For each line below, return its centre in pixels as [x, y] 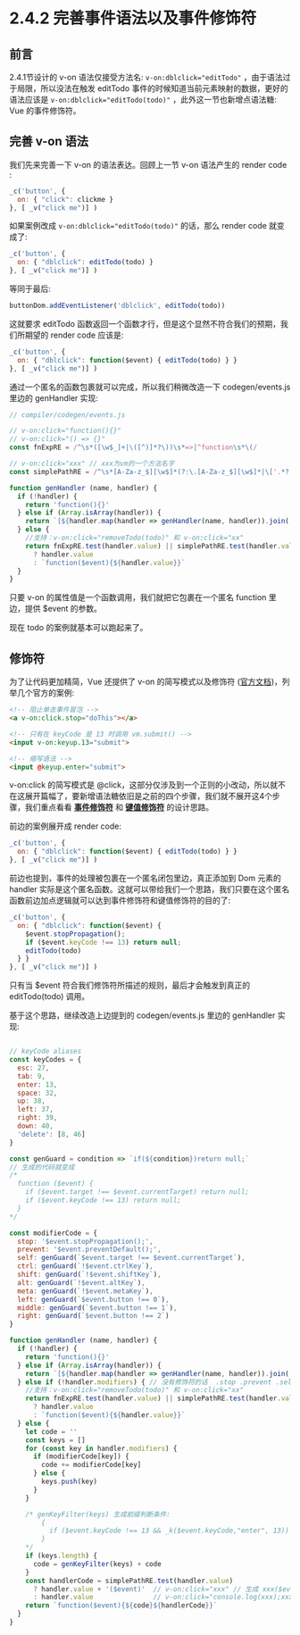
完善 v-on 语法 [49, 142]
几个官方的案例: [46, 693]
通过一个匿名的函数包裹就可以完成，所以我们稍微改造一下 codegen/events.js [150, 387]
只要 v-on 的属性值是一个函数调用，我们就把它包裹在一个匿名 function [138, 597]
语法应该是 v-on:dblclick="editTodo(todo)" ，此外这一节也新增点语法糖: [143, 100]
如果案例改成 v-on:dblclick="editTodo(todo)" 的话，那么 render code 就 [143, 226]
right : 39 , [37, 1118]
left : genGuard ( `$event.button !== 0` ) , [93, 1299]
